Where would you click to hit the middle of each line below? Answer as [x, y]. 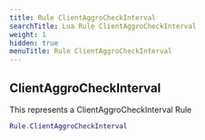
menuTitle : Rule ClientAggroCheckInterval [91, 51]
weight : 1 [28, 34]
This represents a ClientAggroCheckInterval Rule [101, 109]
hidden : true [34, 43]
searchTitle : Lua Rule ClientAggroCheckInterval [103, 26]
